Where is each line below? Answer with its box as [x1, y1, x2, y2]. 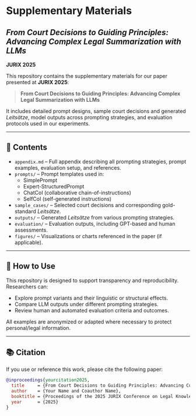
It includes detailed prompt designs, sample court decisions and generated [6, 108, 186, 115]
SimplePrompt [23, 177, 58, 184]
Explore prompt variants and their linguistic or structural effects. [14, 294, 168, 301]
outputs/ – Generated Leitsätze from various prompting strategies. [14, 214, 175, 221]
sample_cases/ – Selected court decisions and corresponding [14, 201, 162, 208]
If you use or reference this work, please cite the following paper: [6, 366, 163, 373]
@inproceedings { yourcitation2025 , [6, 377, 90, 383]
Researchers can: [6, 283, 48, 290]
